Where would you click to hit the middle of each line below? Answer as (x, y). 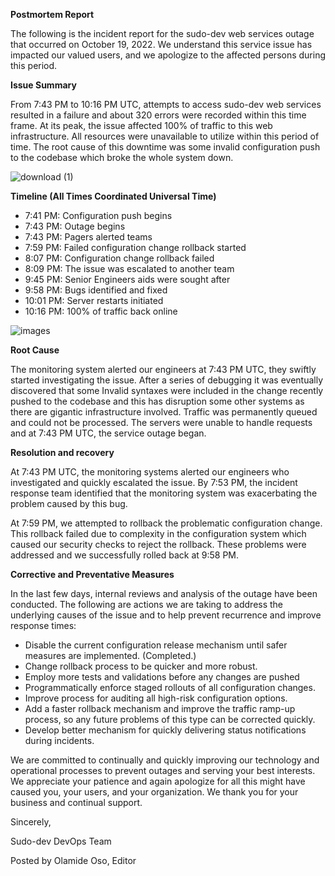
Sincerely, (31, 822)
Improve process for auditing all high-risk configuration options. (156, 698)
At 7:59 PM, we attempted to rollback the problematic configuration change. (166, 523)
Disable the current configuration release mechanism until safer (156, 645)
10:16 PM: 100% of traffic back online (101, 311)
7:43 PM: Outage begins (75, 226)
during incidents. (59, 740)
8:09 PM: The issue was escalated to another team (129, 268)
